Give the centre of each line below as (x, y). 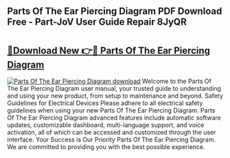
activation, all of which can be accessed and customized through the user (112, 132)
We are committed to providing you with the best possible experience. (106, 147)
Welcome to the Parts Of (176, 81)
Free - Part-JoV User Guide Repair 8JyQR (97, 22)
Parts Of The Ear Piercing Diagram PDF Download (115, 11)
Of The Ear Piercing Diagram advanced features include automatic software (114, 117)
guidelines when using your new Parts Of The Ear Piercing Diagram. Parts (111, 110)
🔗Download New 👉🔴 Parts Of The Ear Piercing (109, 50)
